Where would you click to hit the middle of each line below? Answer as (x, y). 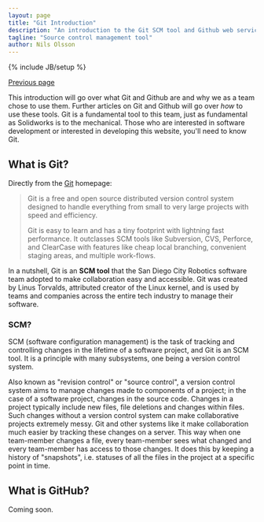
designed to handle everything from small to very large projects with (138, 206)
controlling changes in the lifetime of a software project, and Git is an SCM (128, 350)
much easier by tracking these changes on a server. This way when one (125, 432)
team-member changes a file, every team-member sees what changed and (130, 441)
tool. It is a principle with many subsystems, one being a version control (124, 358)
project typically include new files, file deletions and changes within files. (126, 407)
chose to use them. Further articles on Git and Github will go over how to (126, 106)
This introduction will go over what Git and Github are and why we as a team (132, 98)
